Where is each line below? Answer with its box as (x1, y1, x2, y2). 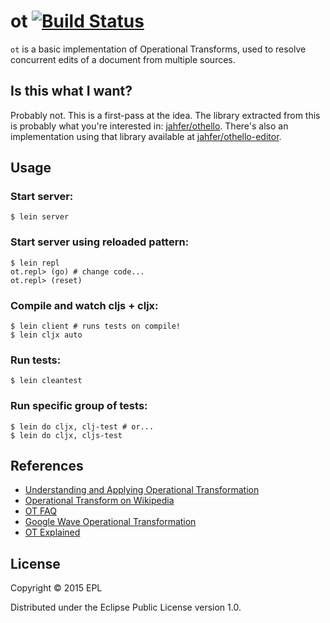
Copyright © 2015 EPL (10, 582, 103, 594)
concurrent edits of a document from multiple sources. (10, 53, 236, 65)
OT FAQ (24, 505, 57, 517)
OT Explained (24, 526, 81, 539)
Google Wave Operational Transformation (24, 516, 197, 528)
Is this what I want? (10, 83, 133, 100)
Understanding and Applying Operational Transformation (24, 484, 260, 496)
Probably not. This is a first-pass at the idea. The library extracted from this (10, 109, 321, 121)
